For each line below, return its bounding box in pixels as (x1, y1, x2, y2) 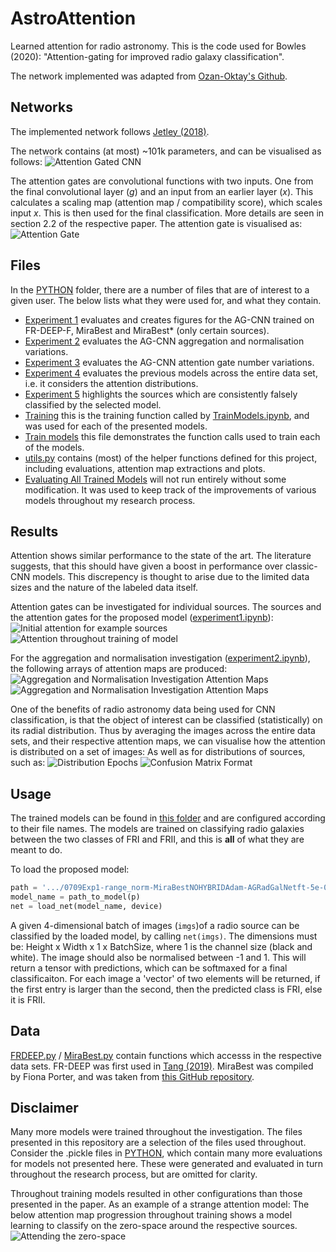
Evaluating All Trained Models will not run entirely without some (24, 473, 287, 485)
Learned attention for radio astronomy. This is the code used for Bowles (10, 40, 307, 52)
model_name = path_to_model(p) (10, 892, 141, 902)
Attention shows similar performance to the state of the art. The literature (10, 550, 312, 562)
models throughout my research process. (24, 494, 196, 506)
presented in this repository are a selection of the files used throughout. (10, 1137, 307, 1149)
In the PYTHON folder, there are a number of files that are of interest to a (10, 283, 310, 296)
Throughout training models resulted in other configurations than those (10, 1188, 303, 1200)
